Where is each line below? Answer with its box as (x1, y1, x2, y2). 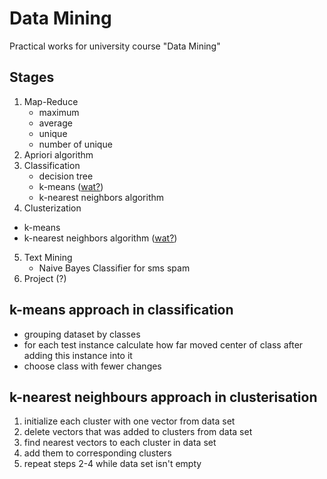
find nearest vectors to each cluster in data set (23, 437, 217, 449)
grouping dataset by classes (23, 328, 141, 340)
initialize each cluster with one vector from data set (23, 415, 236, 427)
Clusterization (23, 202, 82, 214)
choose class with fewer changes (23, 360, 162, 372)
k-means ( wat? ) (38, 180, 104, 192)
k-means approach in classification (9, 302, 234, 319)
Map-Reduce (23, 95, 79, 107)
